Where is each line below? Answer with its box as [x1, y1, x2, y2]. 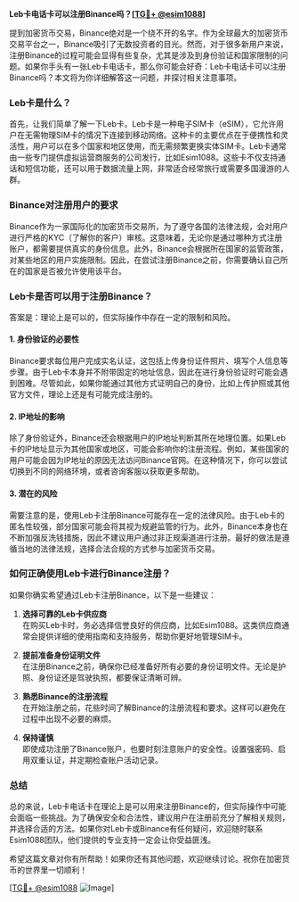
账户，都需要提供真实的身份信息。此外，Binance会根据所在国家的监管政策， [9, 243, 289, 253]
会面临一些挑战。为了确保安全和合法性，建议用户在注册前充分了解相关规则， [9, 812, 290, 823]
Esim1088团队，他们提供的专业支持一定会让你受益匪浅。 [9, 834, 216, 846]
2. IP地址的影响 [9, 410, 65, 422]
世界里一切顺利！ [24, 865, 87, 875]
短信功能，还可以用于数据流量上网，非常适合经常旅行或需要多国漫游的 [24, 163, 282, 174]
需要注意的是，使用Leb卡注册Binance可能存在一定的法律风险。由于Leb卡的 [9, 509, 285, 520]
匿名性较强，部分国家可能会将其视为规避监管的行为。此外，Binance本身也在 [9, 521, 289, 532]
